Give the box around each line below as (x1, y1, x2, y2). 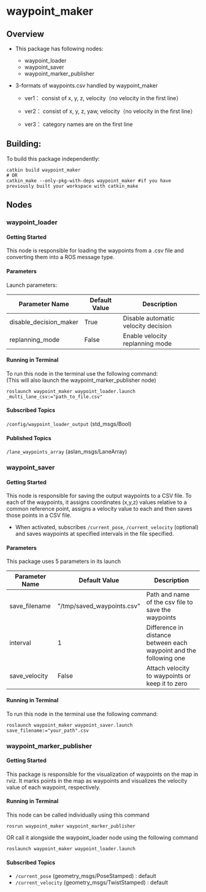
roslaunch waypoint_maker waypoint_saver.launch (6, 722, 133, 728)
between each (146, 638, 188, 647)
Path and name (146, 591, 190, 599)
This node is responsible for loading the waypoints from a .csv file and (6, 247, 184, 254)
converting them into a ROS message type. (6, 254, 115, 261)
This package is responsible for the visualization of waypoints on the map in (6, 770, 199, 778)
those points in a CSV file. (6, 511, 72, 519)
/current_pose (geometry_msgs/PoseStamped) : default (15, 872, 156, 880)
